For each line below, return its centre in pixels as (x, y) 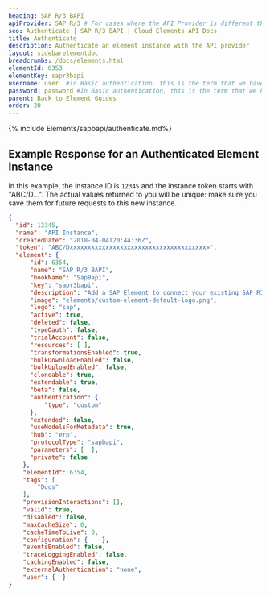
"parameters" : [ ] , (64, 450)
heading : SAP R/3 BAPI (46, 16)
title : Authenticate (43, 38)
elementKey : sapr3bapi (46, 76)
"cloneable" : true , (62, 375)
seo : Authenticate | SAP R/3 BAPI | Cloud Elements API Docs (113, 31)
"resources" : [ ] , (60, 345)
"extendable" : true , (64, 383)
